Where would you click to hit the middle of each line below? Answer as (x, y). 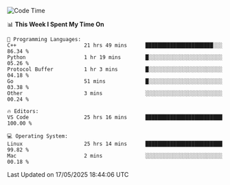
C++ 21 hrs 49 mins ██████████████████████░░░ (115, 45)
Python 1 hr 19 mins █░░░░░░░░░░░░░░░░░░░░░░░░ (115, 58)
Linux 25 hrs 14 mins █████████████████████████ (115, 144)
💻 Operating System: (38, 136)
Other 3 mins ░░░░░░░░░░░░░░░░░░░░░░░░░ (115, 93)
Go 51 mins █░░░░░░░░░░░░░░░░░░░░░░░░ (115, 82)
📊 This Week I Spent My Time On (56, 24)
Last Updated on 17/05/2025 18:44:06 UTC (68, 174)
